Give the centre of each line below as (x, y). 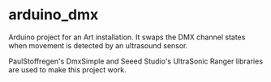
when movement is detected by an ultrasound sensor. (98, 45)
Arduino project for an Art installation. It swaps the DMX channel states (127, 37)
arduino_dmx (54, 15)
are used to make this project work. (68, 69)
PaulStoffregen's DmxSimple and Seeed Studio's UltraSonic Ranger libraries (136, 61)
